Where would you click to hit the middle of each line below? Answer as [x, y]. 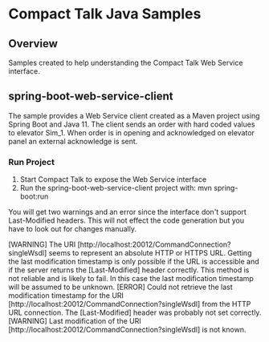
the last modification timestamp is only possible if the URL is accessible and [134, 262]
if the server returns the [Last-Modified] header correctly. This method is [129, 270]
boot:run [34, 196]
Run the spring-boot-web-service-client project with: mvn [116, 188]
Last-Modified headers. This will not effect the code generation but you [126, 220]
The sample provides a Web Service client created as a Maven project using [134, 115]
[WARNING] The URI [42, 244]
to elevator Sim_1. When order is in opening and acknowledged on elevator [132, 132]
